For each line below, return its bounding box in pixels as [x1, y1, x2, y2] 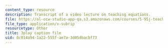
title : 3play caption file [5, 30, 61, 35]
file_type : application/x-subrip [5, 21, 75, 26]
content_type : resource [5, 7, 55, 12]
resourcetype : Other [5, 26, 48, 31]
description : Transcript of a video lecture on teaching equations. [5, 12, 151, 17]
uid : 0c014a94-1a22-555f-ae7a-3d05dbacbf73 [5, 35, 97, 40]
